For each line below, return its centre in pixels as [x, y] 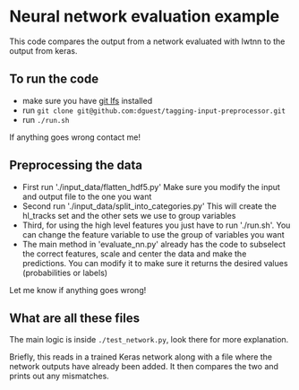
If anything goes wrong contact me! [75, 137]
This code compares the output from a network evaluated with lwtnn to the [147, 41]
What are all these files [75, 318]
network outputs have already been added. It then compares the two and [144, 367]
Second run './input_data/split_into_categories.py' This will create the [149, 206]
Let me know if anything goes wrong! [78, 290]
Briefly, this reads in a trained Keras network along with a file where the [141, 357]
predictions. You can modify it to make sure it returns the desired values [155, 263]
